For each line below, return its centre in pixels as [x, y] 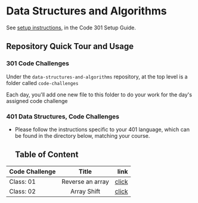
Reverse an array [85, 181]
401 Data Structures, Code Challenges [63, 116]
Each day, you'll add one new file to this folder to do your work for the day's [99, 95]
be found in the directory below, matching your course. [82, 135]
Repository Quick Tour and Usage [70, 46]
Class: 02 [22, 191]
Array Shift [85, 191]
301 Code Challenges [38, 63]
